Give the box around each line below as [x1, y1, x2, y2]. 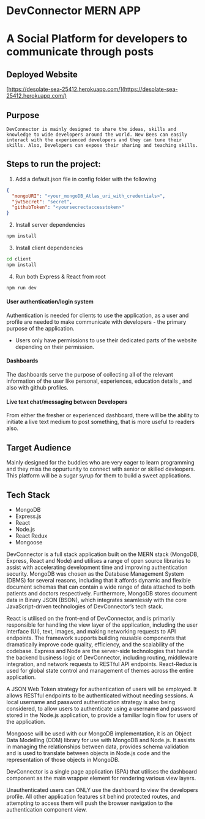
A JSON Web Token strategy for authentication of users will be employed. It [6, 685, 197, 692]
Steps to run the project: [6, 159, 101, 170]
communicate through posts [6, 45, 154, 59]
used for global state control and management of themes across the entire [6, 667, 194, 674]
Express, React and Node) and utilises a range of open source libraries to [6, 557, 191, 564]
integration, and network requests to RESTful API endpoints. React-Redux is [6, 660, 198, 667]
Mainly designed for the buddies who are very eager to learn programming [6, 459, 195, 466]
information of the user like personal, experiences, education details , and [6, 377, 192, 385]
